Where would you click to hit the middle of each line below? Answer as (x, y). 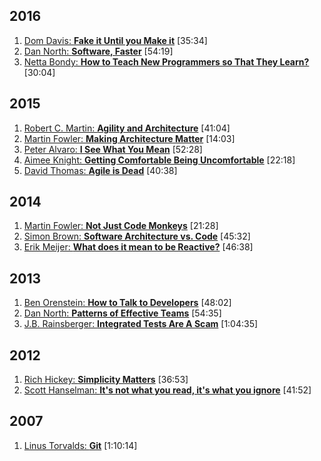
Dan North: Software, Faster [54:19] (98, 51)
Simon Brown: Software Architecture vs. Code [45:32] (137, 236)
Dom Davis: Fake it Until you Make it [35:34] (115, 40)
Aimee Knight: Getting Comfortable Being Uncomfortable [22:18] (159, 160)
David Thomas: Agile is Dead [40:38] (100, 170)
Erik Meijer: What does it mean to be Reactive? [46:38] (138, 247)
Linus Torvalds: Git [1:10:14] (80, 445)
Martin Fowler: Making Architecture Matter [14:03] (129, 138)
